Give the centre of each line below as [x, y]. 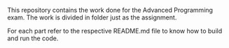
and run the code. [33, 38]
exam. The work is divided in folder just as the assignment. [92, 17]
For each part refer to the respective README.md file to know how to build [115, 31]
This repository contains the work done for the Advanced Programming [110, 10]
